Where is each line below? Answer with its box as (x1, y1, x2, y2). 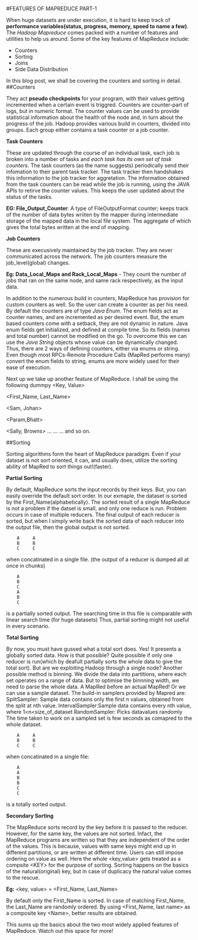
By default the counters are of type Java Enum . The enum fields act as (6, 307, 178, 314)
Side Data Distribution (14, 66, 69, 73)
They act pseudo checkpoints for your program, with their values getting (6, 95, 185, 102)
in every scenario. (6, 623, 50, 629)
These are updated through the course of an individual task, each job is (6, 149, 180, 156)
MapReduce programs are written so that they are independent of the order (6, 836, 190, 843)
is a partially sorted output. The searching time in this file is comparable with (6, 610, 192, 617)
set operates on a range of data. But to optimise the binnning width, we (6, 677, 179, 684)
